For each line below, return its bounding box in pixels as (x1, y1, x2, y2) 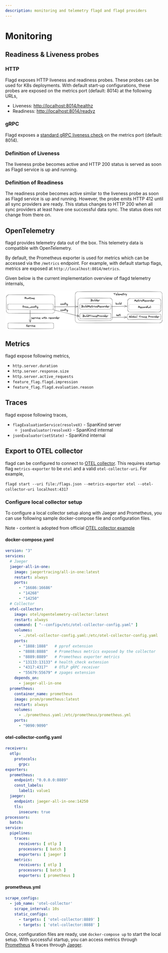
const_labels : (14, 783, 44, 788)
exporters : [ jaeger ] (18, 852, 66, 857)
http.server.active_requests (12, 374, 74, 379)
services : (5, 553, 26, 559)
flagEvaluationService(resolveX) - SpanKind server (12, 421, 121, 427)
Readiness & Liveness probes (5, 50, 99, 59)
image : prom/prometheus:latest (14, 697, 80, 702)
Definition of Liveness (5, 150, 60, 157)
